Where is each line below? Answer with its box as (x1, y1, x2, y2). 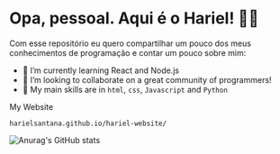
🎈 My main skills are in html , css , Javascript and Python (22, 84, 228, 95)
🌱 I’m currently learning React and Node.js (22, 65, 180, 76)
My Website (9, 101, 54, 112)
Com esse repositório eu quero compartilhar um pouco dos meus (9, 38, 252, 49)
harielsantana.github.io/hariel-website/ (9, 119, 167, 128)
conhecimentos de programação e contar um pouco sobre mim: (9, 47, 247, 58)
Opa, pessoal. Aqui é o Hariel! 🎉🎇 (9, 8, 259, 29)
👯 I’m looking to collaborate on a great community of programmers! (22, 74, 272, 85)
